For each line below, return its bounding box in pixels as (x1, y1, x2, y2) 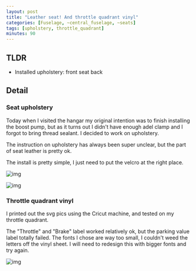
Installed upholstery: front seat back (14, 68, 103, 75)
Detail (6, 85, 28, 95)
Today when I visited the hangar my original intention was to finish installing (6, 117, 190, 124)
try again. (6, 247, 30, 254)
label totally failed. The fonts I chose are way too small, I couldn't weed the (6, 234, 188, 241)
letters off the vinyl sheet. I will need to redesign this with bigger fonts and (6, 240, 187, 247)
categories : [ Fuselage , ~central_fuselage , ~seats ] (6, 20, 136, 25)
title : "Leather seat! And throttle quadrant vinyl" (6, 14, 139, 20)
